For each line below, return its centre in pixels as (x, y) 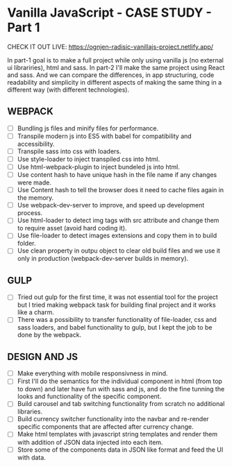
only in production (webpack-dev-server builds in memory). (103, 259)
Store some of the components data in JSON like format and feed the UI (120, 450)
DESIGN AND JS (43, 356)
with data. (32, 457)
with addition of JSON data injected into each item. (90, 442)
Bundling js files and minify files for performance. (88, 128)
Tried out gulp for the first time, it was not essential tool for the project (118, 297)
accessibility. (36, 144)
